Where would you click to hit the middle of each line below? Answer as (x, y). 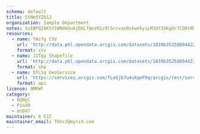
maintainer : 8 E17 (29, 116)
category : (18, 94)
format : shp (32, 67)
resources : (20, 34)
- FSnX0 (21, 105)
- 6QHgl (21, 100)
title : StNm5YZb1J (29, 17)
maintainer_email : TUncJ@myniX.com (50, 122)
